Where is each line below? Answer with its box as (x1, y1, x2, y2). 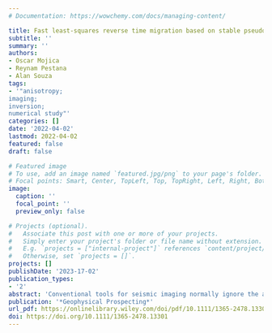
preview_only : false (15, 207, 85, 215)
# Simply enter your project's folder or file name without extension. (8, 237, 263, 245)
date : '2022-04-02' (8, 125, 74, 133)
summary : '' (8, 41, 49, 50)
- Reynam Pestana (8, 64, 67, 73)
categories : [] (8, 117, 60, 126)
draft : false (8, 147, 53, 155)
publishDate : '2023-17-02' (8, 267, 100, 275)
